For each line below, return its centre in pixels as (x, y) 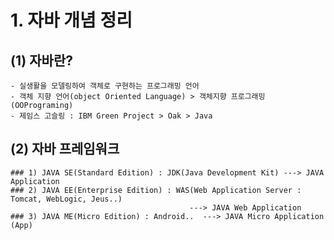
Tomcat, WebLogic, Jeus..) (66, 199)
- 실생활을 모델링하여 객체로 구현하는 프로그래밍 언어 (105, 86)
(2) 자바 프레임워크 (65, 149)
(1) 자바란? (41, 60)
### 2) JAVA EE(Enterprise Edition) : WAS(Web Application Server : (156, 190)
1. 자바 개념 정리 (71, 20)
